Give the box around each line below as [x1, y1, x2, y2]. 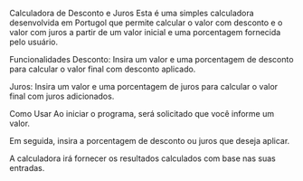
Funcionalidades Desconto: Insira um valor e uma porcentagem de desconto [9, 54, 294, 64]
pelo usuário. [9, 36, 59, 47]
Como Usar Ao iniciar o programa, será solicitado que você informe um [9, 109, 274, 119]
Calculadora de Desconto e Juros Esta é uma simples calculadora [9, 8, 255, 18]
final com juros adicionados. [9, 90, 115, 101]
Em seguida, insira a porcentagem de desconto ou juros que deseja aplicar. [9, 136, 290, 146]
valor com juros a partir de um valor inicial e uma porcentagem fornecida [9, 27, 281, 37]
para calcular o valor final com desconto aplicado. [9, 63, 196, 74]
